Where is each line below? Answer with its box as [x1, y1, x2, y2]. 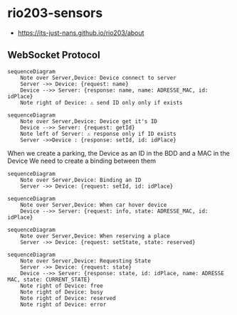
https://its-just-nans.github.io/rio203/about [17, 28, 144, 37]
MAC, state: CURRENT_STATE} [7, 276, 91, 283]
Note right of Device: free [20, 282, 103, 289]
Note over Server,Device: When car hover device [20, 201, 167, 208]
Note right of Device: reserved [20, 294, 116, 301]
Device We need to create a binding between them [7, 156, 157, 165]
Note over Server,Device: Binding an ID [20, 176, 142, 183]
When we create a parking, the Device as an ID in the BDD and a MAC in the [7, 149, 230, 157]
